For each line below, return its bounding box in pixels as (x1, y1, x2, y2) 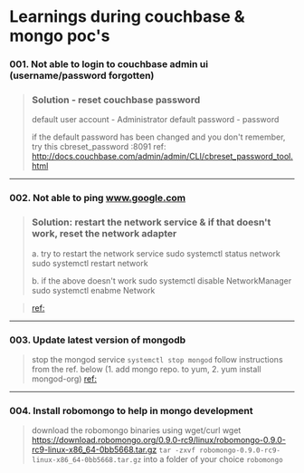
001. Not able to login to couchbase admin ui (9, 58, 209, 71)
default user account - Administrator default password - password (31, 114, 280, 125)
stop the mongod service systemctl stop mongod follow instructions (31, 353, 283, 364)
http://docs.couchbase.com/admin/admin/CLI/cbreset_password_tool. (31, 151, 294, 162)
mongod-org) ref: (31, 373, 98, 384)
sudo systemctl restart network (31, 257, 148, 268)
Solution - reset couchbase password (31, 93, 201, 106)
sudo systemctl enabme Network (31, 285, 156, 295)
